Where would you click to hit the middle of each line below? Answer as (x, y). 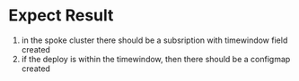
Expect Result (61, 16)
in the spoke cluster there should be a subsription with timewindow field (154, 40)
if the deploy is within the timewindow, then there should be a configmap (156, 59)
